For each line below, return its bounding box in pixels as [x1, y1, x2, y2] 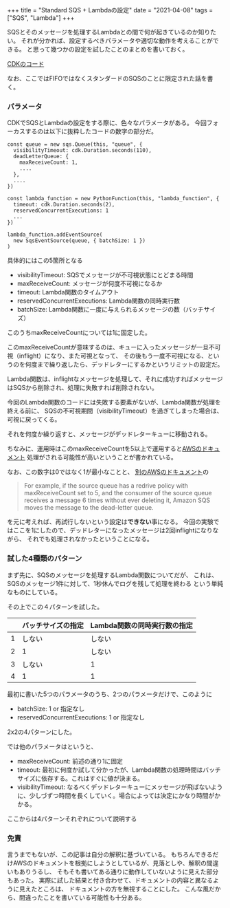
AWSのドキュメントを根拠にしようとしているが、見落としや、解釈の [12, 858, 207, 867]
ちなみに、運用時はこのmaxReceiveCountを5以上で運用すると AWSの [7, 444, 203, 453]
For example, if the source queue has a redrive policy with [23, 482, 189, 490]
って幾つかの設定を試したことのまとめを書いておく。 [38, 45, 189, 53]
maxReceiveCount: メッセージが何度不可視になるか [16, 279, 163, 288]
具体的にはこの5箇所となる [7, 257, 83, 265]
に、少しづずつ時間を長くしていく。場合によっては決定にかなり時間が [16, 791, 215, 799]
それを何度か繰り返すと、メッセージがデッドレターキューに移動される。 [7, 430, 211, 438]
